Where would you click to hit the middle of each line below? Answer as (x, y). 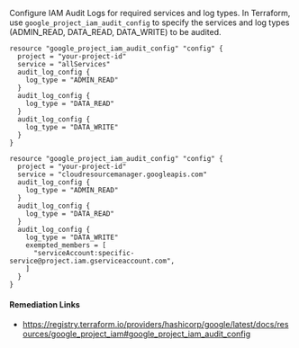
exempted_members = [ (66, 245)
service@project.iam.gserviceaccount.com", (92, 261)
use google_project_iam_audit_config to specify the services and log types (149, 22)
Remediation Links (45, 304)
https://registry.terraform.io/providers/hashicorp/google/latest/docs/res (155, 325)
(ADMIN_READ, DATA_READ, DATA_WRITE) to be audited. (116, 32)
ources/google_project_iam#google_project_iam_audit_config (136, 334)
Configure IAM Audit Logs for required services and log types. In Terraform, (150, 13)
